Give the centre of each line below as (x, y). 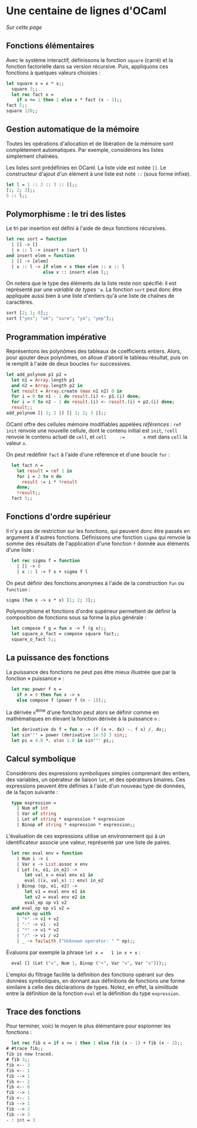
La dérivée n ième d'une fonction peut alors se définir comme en (83, 712)
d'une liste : (20, 550)
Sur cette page (24, 27)
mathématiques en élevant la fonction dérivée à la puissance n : (83, 719)
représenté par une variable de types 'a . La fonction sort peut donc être (94, 290)
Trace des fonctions (44, 1012)
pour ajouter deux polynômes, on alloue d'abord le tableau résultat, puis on (97, 357)
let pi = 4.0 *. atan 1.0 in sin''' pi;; (63, 740)
